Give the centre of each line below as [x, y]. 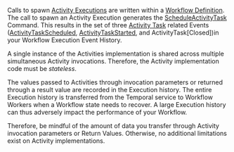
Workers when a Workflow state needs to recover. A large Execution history [117, 104]
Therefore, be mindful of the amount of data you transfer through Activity [113, 126]
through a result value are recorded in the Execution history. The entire [110, 90]
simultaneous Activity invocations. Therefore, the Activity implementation [113, 61]
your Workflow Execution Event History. [65, 40]
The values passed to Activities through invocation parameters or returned [115, 82]
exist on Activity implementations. [56, 141]
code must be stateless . [42, 69]
